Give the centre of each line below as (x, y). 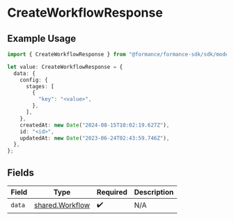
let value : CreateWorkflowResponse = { (65, 67)
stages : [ (40, 86)
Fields (21, 173)
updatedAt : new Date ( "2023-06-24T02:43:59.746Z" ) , (95, 138)
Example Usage (42, 39)
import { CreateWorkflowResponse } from (67, 54)
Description (154, 192)
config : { (34, 80)
